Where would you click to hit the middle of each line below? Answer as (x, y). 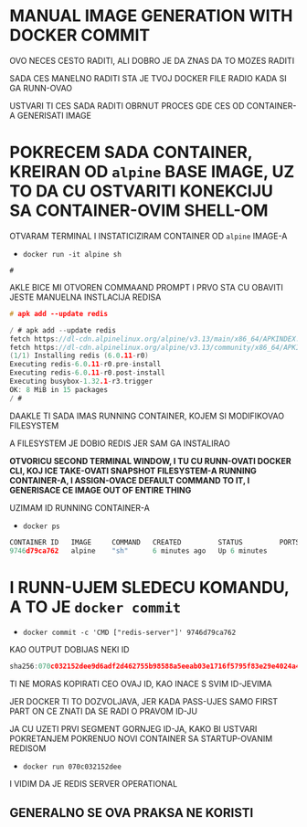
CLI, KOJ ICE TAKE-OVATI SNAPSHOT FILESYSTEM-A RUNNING (133, 471)
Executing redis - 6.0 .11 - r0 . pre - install (85, 365)
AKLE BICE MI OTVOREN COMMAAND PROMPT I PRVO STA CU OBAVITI (146, 287)
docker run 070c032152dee (72, 767)
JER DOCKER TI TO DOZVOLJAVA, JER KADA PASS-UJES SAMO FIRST (144, 702)
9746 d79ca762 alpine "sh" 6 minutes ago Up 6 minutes (138, 551)
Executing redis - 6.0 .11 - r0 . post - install (88, 373)
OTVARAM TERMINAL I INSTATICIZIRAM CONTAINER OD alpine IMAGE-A (148, 236)
